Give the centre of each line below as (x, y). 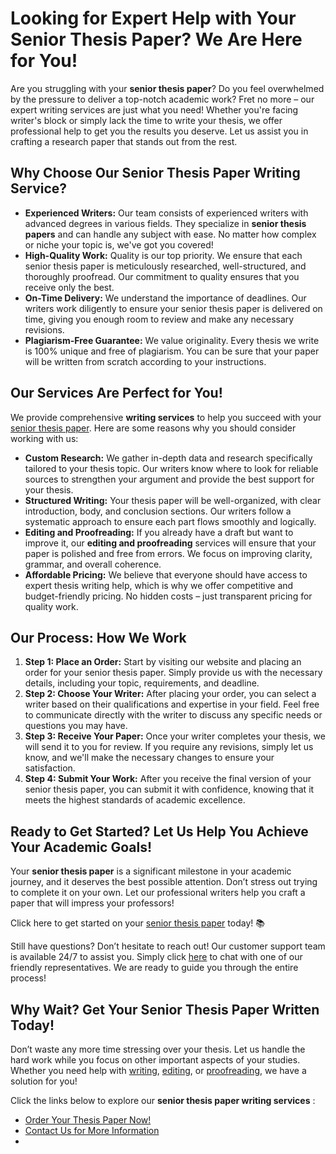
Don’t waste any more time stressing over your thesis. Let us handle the (158, 1049)
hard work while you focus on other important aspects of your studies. (155, 1060)
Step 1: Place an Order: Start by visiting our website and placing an (163, 662)
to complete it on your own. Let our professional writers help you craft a (158, 893)
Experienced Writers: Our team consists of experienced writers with (166, 213)
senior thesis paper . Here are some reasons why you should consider (153, 428)
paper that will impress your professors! (92, 903)
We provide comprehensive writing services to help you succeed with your (166, 417)
